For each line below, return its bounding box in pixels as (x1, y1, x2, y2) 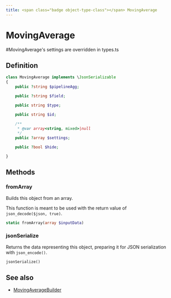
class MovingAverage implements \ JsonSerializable (6, 75, 116, 80)
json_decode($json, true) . (6, 210, 62, 216)
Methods (6, 168, 35, 177)
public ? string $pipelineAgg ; (15, 84, 80, 89)
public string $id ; (15, 112, 57, 117)
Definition (6, 61, 38, 70)
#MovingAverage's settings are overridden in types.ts (6, 47, 119, 53)
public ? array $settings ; (15, 135, 71, 141)
